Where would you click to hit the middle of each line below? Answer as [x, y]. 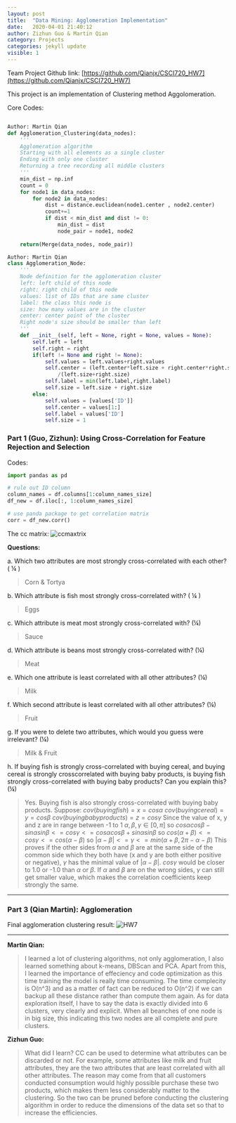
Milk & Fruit [41, 753]
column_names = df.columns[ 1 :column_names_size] [80, 495]
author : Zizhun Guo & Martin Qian [58, 33]
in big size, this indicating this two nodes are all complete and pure [121, 1018]
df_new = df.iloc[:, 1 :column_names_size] [70, 501]
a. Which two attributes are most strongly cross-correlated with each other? [117, 561]
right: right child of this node [69, 290]
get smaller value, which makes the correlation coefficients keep [118, 877]
